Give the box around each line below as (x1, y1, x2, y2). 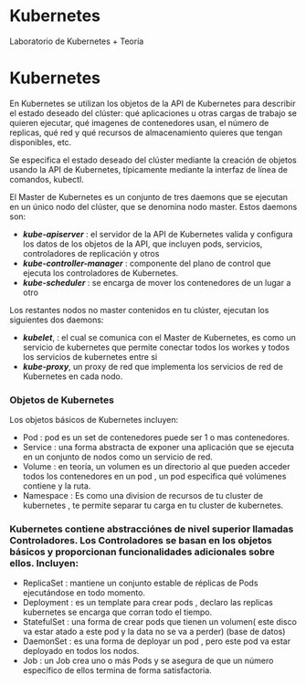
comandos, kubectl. (9, 174, 84, 184)
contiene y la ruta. (22, 480, 91, 491)
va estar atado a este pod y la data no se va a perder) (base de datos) (22, 627, 286, 638)
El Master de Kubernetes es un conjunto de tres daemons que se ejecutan (9, 191, 289, 202)
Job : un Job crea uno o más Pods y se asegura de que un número (22, 655, 274, 667)
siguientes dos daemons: (9, 314, 104, 325)
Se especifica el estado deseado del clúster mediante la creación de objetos (9, 154, 297, 165)
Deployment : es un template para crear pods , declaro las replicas (22, 597, 274, 608)
